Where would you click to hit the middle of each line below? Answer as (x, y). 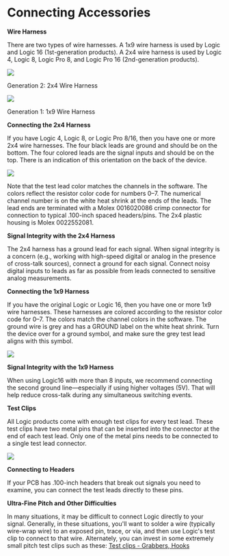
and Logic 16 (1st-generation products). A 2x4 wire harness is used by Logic (114, 52)
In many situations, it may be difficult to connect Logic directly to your (105, 516)
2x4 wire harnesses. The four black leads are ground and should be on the (112, 145)
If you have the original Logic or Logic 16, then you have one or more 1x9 (109, 304)
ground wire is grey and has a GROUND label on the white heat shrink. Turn (113, 326)
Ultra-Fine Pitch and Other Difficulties (62, 503)
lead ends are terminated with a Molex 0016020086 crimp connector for (109, 207)
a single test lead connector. (47, 443)
